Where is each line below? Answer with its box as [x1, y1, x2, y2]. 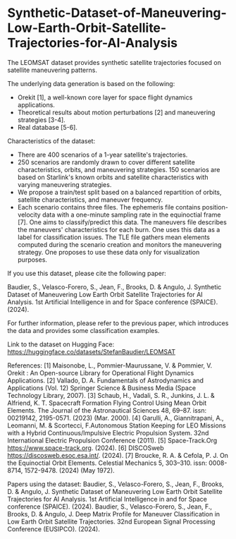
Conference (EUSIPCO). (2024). [7, 524, 101, 533]
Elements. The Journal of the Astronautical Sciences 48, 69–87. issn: [7, 406, 207, 414]
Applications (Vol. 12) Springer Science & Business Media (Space [7, 383, 196, 392]
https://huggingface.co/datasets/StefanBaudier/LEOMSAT [7, 347, 176, 356]
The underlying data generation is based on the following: [7, 79, 175, 87]
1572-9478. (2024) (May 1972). [24, 466, 115, 474]
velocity [17, 210, 41, 219]
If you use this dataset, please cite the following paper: [7, 269, 167, 277]
